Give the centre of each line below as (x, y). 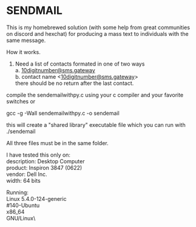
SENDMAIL (34, 11)
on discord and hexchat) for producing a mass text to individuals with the (98, 33)
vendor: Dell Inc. (27, 174)
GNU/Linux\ (21, 218)
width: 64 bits (23, 180)
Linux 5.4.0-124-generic (36, 198)
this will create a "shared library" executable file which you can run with (96, 124)
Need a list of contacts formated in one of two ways (80, 64)
